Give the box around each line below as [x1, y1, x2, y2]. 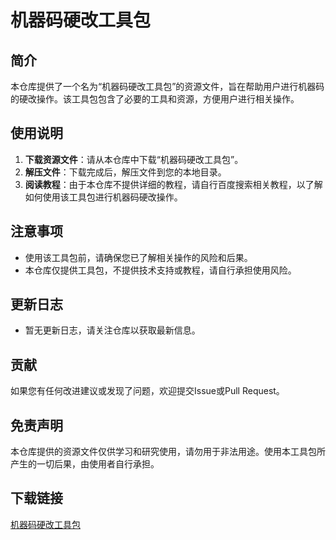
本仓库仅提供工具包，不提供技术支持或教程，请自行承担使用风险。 [24, 264, 297, 276]
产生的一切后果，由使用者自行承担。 [10, 458, 160, 470]
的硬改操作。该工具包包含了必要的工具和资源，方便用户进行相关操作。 [10, 93, 300, 105]
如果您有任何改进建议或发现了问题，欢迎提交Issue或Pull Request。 [10, 385, 285, 397]
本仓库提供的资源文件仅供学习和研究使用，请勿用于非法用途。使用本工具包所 [10, 446, 326, 458]
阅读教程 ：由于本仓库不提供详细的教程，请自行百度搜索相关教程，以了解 [24, 178, 323, 190]
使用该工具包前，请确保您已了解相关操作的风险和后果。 [24, 251, 253, 263]
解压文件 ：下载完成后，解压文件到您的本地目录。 [24, 166, 227, 178]
